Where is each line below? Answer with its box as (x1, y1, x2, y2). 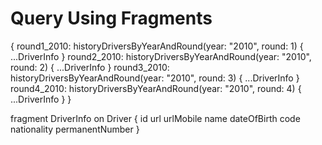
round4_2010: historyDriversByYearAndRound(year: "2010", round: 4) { (10, 82, 302, 94)
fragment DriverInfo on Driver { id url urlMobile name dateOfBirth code (10, 112, 301, 124)
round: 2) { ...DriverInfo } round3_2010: (10, 61, 170, 73)
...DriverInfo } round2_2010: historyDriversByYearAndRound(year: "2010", (10, 50, 312, 62)
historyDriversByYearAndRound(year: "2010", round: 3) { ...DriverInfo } (10, 72, 300, 84)
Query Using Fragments (10, 7, 213, 30)
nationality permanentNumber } (10, 123, 140, 135)
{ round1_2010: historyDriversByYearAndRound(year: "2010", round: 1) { (10, 40, 304, 52)
